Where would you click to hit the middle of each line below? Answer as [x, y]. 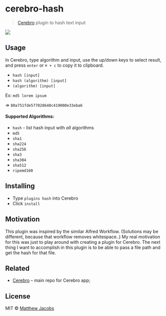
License [18, 296]
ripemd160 [23, 171]
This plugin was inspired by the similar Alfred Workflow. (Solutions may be [82, 231]
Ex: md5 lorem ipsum [26, 95]
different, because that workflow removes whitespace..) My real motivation [83, 237]
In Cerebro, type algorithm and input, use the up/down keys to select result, [83, 60]
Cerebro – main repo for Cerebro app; [51, 280]
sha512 [19, 165]
